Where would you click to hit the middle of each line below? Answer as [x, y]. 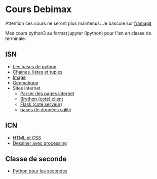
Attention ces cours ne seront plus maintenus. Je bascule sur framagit [78, 23]
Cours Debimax [38, 9]
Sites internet [26, 88]
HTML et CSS [27, 138]
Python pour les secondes [40, 171]
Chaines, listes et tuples [37, 72]
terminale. [16, 38]
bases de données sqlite [46, 109]
